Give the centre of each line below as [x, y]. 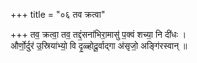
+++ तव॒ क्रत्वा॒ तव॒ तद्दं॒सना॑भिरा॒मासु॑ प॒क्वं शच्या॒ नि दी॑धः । [98, 34]
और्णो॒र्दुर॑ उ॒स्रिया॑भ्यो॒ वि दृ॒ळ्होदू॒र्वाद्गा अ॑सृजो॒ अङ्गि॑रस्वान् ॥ [99, 45]
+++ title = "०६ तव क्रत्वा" [58, 14]
